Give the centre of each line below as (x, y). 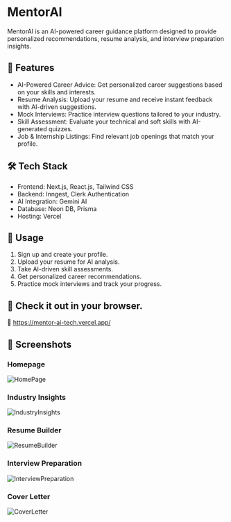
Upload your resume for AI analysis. (68, 262)
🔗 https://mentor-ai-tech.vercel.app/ (59, 323)
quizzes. (60, 128)
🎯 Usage (25, 238)
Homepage (26, 364)
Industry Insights (36, 397)
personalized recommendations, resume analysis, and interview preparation (115, 38)
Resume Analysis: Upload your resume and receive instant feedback (115, 99)
